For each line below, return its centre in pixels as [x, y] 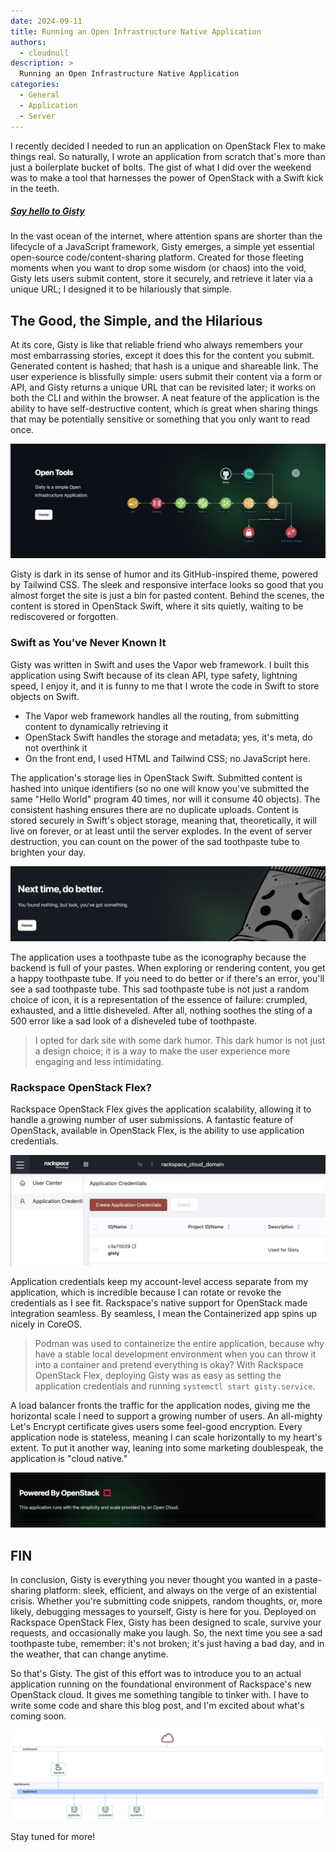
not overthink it [56, 747]
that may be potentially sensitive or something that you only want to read [160, 419]
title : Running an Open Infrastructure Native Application [136, 31]
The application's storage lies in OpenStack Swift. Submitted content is [156, 777]
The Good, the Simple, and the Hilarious [136, 320]
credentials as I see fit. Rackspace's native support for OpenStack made [159, 1302]
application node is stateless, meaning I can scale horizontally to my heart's [166, 1437]
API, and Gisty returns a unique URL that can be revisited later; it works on [163, 387]
